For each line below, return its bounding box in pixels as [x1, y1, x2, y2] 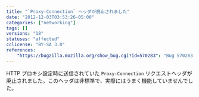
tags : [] [6, 25, 28, 31]
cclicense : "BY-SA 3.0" [6, 42, 66, 48]
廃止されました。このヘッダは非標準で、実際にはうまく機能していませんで [6, 77, 188, 84]
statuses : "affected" [6, 36, 60, 42]
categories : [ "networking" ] [6, 20, 76, 25]
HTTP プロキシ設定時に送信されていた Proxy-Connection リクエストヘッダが [6, 69, 192, 77]
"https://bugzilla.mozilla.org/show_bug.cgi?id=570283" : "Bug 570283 [17, 53, 194, 59]
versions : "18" [6, 31, 44, 37]
